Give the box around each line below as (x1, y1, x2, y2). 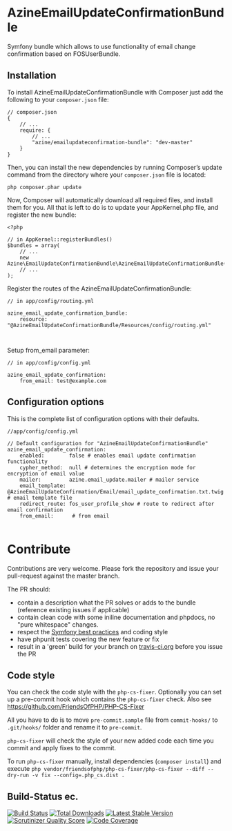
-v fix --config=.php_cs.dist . (32, 772, 126, 779)
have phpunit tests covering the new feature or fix (17, 635, 159, 643)
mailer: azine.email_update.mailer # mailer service (19, 476, 199, 483)
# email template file (7, 494, 72, 501)
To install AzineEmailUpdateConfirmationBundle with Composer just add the (7, 88, 224, 96)
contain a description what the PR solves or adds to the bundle (17, 598, 196, 607)
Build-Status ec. (7, 790, 79, 802)
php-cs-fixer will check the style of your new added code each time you (7, 736, 214, 745)
